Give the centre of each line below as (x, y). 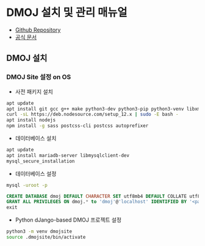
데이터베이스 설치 (36, 138)
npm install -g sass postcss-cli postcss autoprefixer (77, 126)
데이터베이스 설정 (36, 173)
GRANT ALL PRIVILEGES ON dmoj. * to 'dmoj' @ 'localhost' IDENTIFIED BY (97, 202)
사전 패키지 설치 (34, 92)
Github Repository (38, 30)
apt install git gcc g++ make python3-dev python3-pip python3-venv (95, 109)
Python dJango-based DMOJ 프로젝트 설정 (68, 220)
